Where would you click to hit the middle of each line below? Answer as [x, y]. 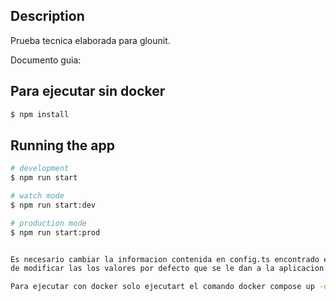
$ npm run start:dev [53, 205]
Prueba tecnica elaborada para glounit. [90, 40]
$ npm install [40, 114]
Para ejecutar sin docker [88, 91]
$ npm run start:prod [55, 232]
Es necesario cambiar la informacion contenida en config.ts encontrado [165, 259]
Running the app [62, 145]
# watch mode [37, 196]
